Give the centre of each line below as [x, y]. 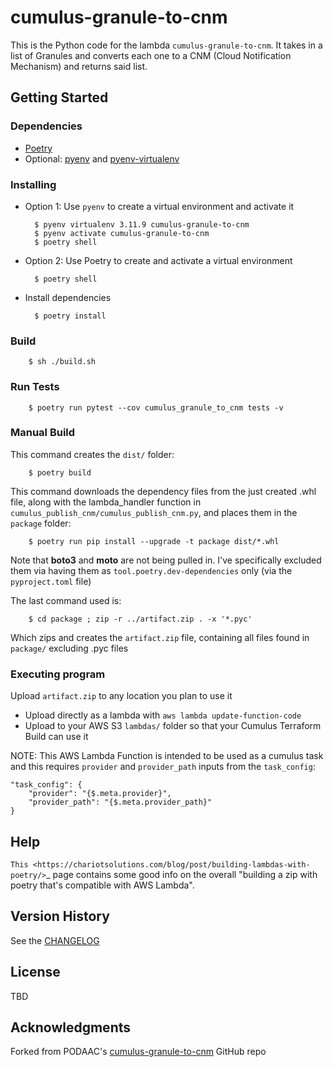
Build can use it [56, 737]
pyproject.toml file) [51, 581]
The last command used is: [66, 600]
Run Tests [35, 387]
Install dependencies [68, 297]
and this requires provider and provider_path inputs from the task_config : [163, 767]
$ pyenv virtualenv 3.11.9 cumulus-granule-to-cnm [142, 224]
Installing [33, 184]
